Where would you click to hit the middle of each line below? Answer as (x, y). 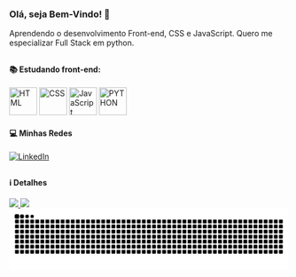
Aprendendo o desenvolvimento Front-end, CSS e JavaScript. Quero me (141, 34)
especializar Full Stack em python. (72, 43)
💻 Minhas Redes (41, 133)
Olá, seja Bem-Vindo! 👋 (60, 14)
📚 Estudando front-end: (55, 69)
